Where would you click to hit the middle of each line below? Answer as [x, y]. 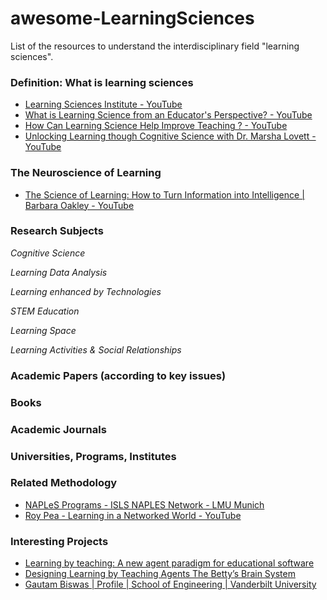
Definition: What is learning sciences [102, 82]
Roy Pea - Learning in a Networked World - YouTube [133, 515]
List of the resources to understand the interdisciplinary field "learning [155, 46]
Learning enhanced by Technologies [86, 291]
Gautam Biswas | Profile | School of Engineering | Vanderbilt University [170, 584]
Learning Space [43, 330]
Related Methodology [64, 483]
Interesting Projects [59, 541]
